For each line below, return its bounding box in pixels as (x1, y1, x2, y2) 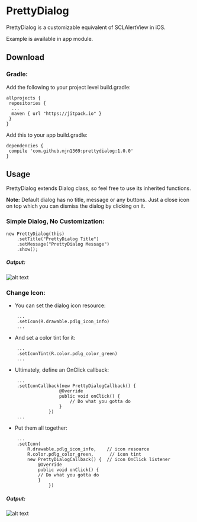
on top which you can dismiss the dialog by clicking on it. (6, 202, 146, 210)
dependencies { (6, 143, 44, 149)
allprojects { (6, 95, 41, 101)
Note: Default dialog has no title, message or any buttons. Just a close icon (6, 196, 190, 204)
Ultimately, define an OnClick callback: (14, 366, 109, 373)
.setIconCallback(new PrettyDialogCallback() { (17, 383, 136, 389)
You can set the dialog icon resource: (14, 302, 106, 309)
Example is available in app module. (6, 35, 93, 42)
